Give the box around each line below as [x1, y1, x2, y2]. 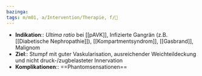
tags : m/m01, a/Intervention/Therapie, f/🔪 [6, 14, 118, 21]
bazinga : [6, 8, 29, 15]
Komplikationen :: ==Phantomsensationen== [15, 63, 127, 70]
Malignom [15, 43, 41, 51]
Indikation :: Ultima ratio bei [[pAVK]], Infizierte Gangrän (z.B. [15, 31, 168, 38]
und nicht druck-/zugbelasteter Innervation [15, 57, 123, 64]
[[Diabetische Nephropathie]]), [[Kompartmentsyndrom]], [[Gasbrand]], [15, 37, 194, 45]
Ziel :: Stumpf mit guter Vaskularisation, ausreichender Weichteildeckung [15, 50, 197, 57]
